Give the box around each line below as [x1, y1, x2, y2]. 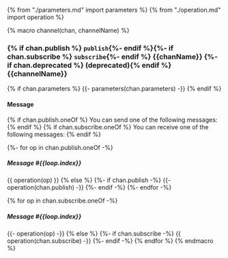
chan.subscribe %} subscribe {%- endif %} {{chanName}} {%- [7, 51, 218, 61]
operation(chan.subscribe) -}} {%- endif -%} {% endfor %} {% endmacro [7, 237, 214, 245]
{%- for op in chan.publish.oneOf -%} [7, 143, 114, 151]
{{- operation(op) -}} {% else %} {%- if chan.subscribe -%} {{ [7, 229, 181, 238]
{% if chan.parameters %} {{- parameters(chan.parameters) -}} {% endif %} [7, 85, 222, 93]
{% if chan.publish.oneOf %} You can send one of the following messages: [7, 116, 218, 124]
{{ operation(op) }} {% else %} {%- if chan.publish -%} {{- [7, 176, 171, 184]
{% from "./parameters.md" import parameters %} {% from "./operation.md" [7, 6, 221, 14]
